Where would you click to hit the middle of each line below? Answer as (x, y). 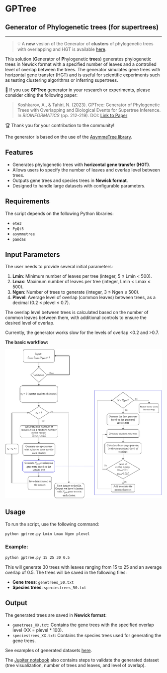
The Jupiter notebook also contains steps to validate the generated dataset (82, 660)
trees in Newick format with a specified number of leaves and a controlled (81, 64)
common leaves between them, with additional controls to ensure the (76, 318)
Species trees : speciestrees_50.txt (49, 587)
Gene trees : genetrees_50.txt (43, 582)
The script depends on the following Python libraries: (59, 213)
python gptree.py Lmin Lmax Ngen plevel (48, 534)
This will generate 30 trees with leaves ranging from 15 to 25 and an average (83, 567)
